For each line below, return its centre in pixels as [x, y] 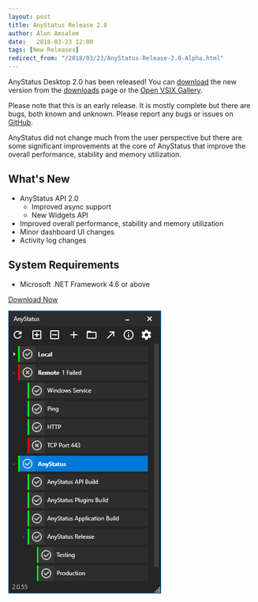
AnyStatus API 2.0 [49, 198]
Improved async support [71, 206]
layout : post [30, 17]
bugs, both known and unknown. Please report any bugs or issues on [121, 114]
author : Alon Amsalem [44, 33]
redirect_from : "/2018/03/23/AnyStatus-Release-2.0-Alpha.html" [116, 58]
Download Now [33, 299]
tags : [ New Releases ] [44, 50]
